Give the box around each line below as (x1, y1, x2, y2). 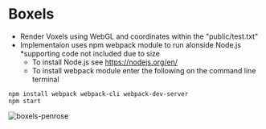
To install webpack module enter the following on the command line (31, 65, 256, 75)
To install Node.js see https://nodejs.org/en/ (31, 57, 178, 67)
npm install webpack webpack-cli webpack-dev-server (8, 89, 189, 98)
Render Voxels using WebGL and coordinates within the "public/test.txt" (19, 31, 259, 41)
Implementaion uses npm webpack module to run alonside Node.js (19, 40, 241, 49)
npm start (8, 97, 42, 105)
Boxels (8, 5, 55, 23)
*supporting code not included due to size (19, 48, 161, 58)
